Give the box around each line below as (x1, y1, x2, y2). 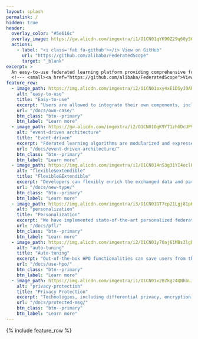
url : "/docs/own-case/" (16, 107, 75, 113)
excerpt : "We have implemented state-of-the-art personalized (16, 217, 173, 223)
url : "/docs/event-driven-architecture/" (16, 146, 120, 152)
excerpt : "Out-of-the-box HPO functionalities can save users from (16, 256, 186, 262)
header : (6, 25, 25, 31)
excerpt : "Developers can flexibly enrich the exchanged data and (16, 179, 183, 185)
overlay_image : (11, 36, 49, 42)
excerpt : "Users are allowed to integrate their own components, (16, 102, 181, 108)
